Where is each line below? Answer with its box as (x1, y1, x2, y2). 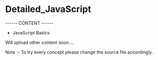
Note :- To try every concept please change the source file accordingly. (5, 49, 153, 55)
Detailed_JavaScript (5, 3, 91, 15)
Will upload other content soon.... (5, 39, 74, 45)
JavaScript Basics (12, 29, 50, 35)
